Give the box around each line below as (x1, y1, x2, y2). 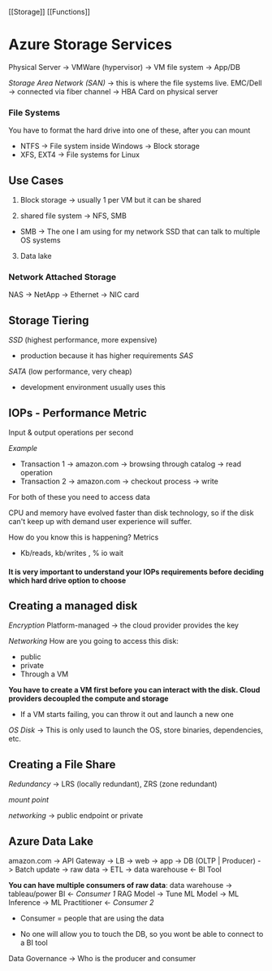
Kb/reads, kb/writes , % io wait (19, 548, 124, 558)
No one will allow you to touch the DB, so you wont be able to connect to (19, 929, 264, 938)
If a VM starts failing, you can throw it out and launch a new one (19, 710, 234, 720)
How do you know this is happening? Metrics (8, 532, 159, 542)
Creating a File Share (8, 757, 116, 772)
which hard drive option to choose (8, 575, 127, 585)
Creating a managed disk (8, 598, 138, 613)
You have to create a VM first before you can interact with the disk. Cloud (8, 685, 261, 695)
